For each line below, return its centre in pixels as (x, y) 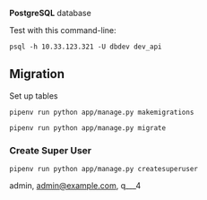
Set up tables (34, 96)
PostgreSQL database (50, 13)
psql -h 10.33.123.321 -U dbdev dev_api (86, 47)
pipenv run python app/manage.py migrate (88, 128)
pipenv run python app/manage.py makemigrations (102, 112)
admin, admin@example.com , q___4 (75, 186)
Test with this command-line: (63, 30)
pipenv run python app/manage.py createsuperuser (104, 170)
